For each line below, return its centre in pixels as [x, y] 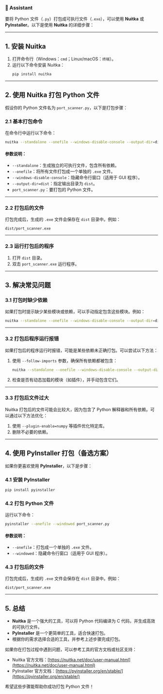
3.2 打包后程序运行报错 [32, 339]
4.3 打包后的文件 [25, 567]
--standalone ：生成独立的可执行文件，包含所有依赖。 [65, 165]
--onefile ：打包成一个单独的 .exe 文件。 [53, 547]
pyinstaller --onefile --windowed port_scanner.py [57, 524]
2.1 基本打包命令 [24, 121]
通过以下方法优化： [28, 415]
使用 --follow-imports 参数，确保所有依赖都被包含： [65, 361]
